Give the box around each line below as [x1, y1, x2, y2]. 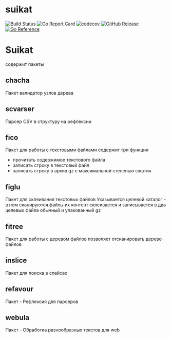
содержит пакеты [5, 61, 44, 67]
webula [5, 313, 30, 322]
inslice [5, 256, 27, 265]
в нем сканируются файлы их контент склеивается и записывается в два [5, 202, 166, 208]
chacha [5, 76, 30, 85]
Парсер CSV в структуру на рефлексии [5, 118, 91, 124]
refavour [5, 284, 34, 294]
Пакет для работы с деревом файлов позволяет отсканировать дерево [5, 236, 162, 242]
